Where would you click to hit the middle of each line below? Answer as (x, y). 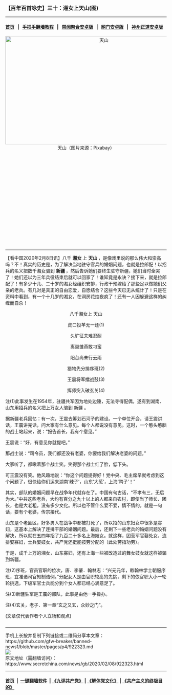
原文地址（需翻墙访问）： (31, 658)
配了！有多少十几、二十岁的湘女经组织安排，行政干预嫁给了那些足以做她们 (84, 283)
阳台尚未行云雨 (86, 357)
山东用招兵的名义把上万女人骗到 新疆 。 (47, 408)
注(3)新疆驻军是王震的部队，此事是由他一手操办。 (58, 594)
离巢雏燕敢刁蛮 (86, 346)
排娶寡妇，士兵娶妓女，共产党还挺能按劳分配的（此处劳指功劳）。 (74, 542)
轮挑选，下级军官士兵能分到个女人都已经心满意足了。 (61, 583)
